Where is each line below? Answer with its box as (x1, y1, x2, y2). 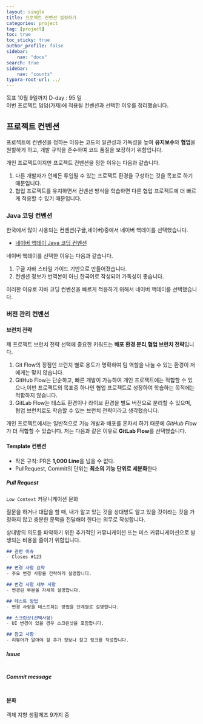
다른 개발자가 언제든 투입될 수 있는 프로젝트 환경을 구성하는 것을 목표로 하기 (15, 171, 193, 179)
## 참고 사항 (6, 632, 35, 638)
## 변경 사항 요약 (6, 565, 45, 571)
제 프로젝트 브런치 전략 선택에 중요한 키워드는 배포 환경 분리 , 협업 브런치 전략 (6, 341, 185, 348)
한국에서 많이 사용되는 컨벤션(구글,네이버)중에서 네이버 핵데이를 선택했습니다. (6, 226, 188, 234)
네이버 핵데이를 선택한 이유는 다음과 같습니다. (6, 252, 113, 260)
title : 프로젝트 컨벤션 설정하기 (6, 15, 77, 21)
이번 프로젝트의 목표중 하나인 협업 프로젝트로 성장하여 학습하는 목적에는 (26, 384, 195, 391)
